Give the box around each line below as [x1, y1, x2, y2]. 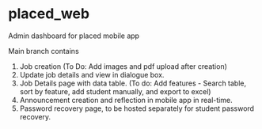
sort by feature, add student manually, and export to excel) [19, 86, 211, 96]
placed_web [8, 5, 89, 23]
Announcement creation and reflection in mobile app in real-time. [19, 95, 233, 104]
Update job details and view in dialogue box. [19, 70, 165, 79]
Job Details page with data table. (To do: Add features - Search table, [19, 78, 247, 88]
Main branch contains [8, 46, 79, 55]
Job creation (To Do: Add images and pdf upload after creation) [19, 61, 228, 71]
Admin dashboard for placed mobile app [8, 31, 140, 40]
